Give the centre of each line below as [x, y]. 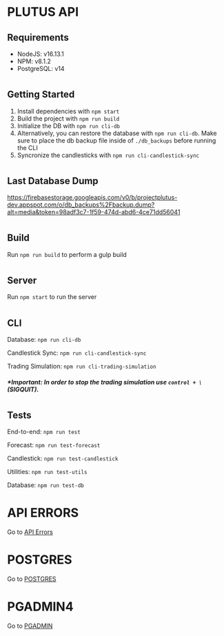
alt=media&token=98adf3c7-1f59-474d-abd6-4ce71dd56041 [94, 212]
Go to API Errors [30, 532]
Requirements [38, 38]
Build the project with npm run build [68, 119]
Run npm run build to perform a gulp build [67, 254]
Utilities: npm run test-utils [47, 472]
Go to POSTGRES [32, 579]
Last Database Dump [53, 181]
